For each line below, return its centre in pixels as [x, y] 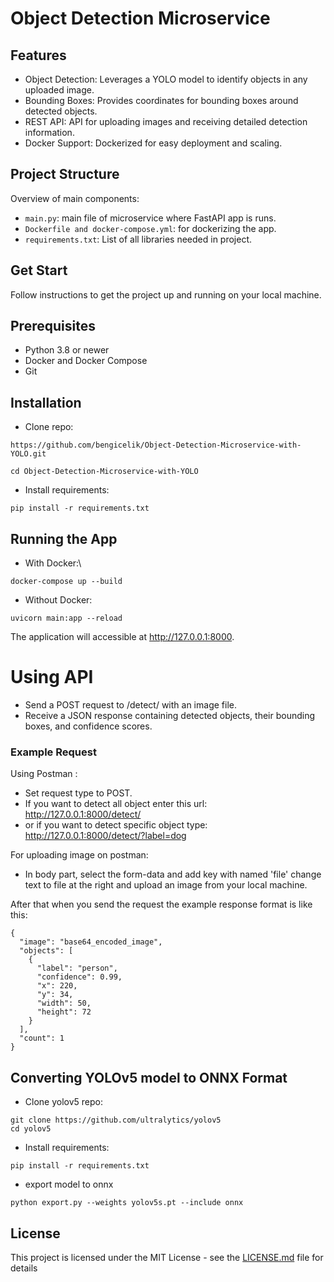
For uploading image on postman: [79, 855]
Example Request [53, 752]
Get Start [39, 270]
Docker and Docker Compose [86, 361]
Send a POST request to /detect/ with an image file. [130, 705]
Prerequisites [53, 326]
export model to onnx [69, 1184]
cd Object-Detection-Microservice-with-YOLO [104, 472]
